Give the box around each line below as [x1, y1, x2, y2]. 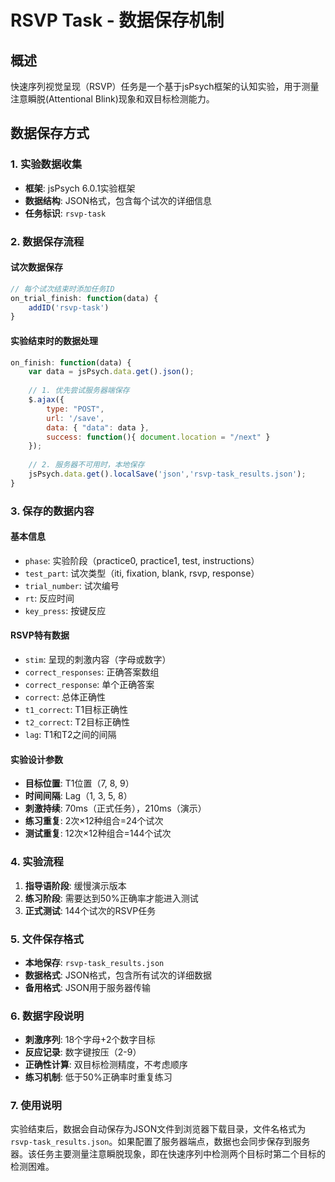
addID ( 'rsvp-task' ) [28, 302, 110, 313]
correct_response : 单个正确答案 [24, 679, 155, 691]
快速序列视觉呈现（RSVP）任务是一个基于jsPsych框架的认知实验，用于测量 [10, 81, 320, 92]
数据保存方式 [10, 125, 90, 142]
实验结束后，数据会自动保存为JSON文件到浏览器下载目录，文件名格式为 [10, 1123, 307, 1135]
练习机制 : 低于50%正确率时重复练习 [24, 1071, 173, 1083]
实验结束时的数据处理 [10, 334, 98, 346]
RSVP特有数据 [10, 629, 70, 641]
